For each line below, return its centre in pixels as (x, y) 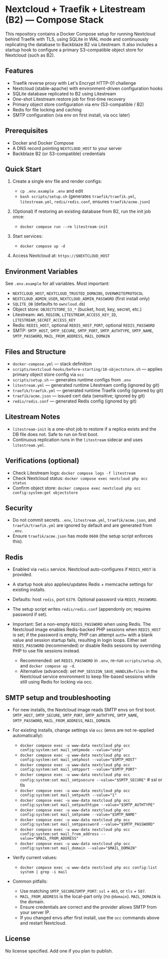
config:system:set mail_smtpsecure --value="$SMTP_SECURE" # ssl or (91, 780)
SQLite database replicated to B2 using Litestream (64, 93)
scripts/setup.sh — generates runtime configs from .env (72, 380)
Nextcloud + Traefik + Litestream (75, 9)
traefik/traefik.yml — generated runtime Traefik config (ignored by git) (88, 390)
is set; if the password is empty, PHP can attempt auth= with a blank (82, 635)
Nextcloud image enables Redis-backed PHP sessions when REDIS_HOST (87, 630)
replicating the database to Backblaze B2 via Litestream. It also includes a (81, 44)
